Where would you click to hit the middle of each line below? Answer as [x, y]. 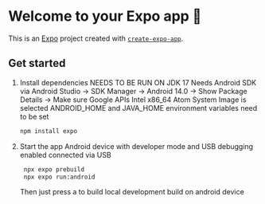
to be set [34, 116]
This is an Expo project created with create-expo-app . [96, 38]
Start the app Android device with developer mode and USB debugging [136, 146]
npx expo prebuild [54, 169]
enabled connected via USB [65, 155]
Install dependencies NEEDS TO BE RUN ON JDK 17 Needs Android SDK [138, 82]
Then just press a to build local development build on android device [132, 192]
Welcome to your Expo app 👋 [105, 16]
